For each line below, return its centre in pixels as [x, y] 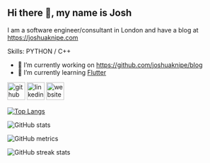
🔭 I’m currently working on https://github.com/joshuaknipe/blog [110, 65]
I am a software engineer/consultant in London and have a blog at [103, 30]
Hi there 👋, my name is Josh [70, 13]
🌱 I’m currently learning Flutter [62, 72]
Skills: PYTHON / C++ [39, 51]
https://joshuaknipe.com [43, 37]
